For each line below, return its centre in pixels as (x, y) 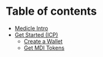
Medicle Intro (31, 28)
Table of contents (51, 11)
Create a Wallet (43, 41)
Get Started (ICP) (36, 34)
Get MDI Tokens (44, 48)
